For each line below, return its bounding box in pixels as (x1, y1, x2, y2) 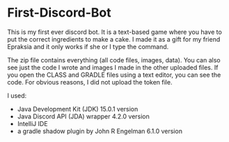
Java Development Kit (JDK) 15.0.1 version (17, 105, 139, 113)
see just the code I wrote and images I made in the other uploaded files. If (7, 63, 219, 71)
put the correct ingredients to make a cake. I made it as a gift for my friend (7, 35, 221, 43)
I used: (7, 91, 27, 100)
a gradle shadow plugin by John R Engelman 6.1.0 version (17, 127, 183, 135)
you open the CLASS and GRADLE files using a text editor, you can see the (7, 71, 221, 79)
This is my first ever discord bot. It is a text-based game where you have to (7, 28, 223, 36)
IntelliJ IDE (17, 119, 48, 127)
